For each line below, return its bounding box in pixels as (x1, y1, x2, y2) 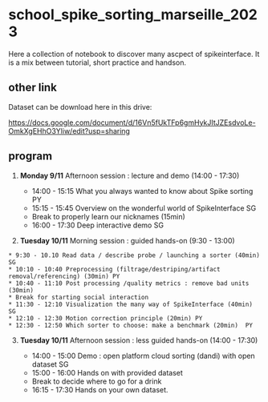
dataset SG (31, 359, 70, 369)
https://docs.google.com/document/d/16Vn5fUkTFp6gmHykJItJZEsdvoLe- (8, 118, 256, 127)
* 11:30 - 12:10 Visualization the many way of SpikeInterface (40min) (8, 300, 253, 308)
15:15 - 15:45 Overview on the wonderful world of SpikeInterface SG (31, 203, 257, 213)
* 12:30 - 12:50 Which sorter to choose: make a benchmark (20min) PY (8, 321, 253, 329)
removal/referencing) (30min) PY (8, 272, 120, 280)
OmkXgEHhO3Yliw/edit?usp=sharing (8, 126, 131, 135)
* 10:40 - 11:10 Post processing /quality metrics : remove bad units (8, 279, 250, 287)
